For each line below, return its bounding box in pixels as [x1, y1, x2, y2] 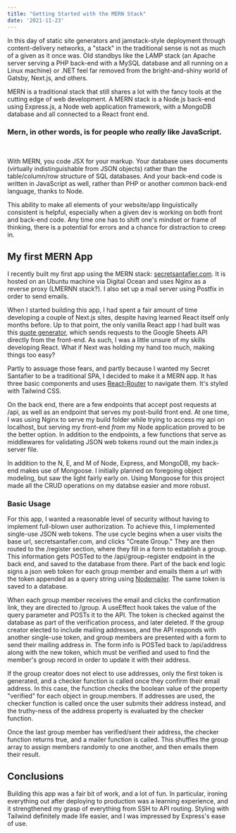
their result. [7, 750, 41, 758]
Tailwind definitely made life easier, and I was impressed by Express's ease [7, 811, 225, 820]
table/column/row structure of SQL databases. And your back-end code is [7, 172, 223, 180]
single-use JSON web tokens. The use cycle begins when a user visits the [7, 530, 223, 538]
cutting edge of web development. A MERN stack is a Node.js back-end [7, 94, 216, 103]
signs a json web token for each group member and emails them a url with [7, 567, 223, 575]
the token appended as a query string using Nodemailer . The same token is [7, 575, 225, 583]
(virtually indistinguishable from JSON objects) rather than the [7, 164, 188, 173]
